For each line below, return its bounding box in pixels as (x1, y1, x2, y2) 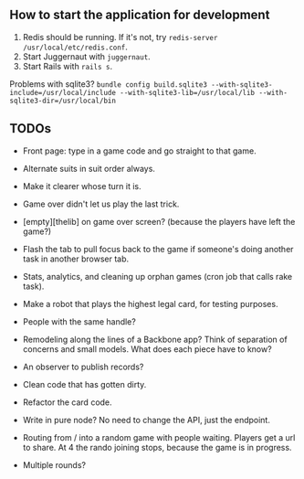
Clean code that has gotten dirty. (22, 378, 147, 389)
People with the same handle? (22, 315, 137, 327)
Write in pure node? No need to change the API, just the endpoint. (22, 414, 271, 425)
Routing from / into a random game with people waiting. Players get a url (22, 431, 296, 442)
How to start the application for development (9, 7, 270, 23)
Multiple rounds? (22, 459, 87, 470)
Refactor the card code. (22, 397, 112, 408)
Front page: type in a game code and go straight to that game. (22, 145, 257, 156)
